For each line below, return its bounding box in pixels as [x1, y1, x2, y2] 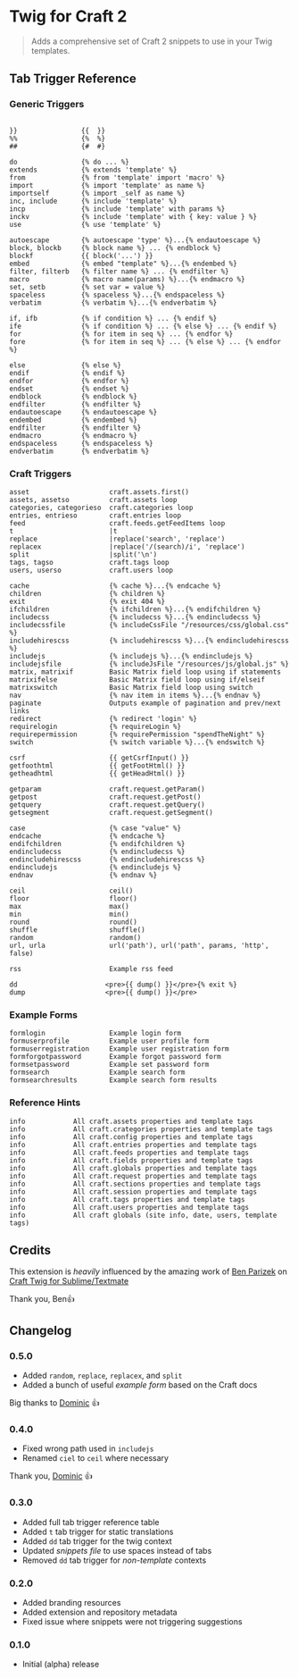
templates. [30, 45, 70, 55]
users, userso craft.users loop [9, 566, 174, 575]
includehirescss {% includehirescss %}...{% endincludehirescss [9, 636, 290, 645]
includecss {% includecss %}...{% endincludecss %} [9, 612, 261, 622]
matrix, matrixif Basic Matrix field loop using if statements [9, 667, 281, 676]
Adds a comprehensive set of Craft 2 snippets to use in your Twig [30, 36, 273, 46]
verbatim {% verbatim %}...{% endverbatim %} [9, 298, 218, 307]
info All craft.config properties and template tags [9, 1132, 253, 1141]
